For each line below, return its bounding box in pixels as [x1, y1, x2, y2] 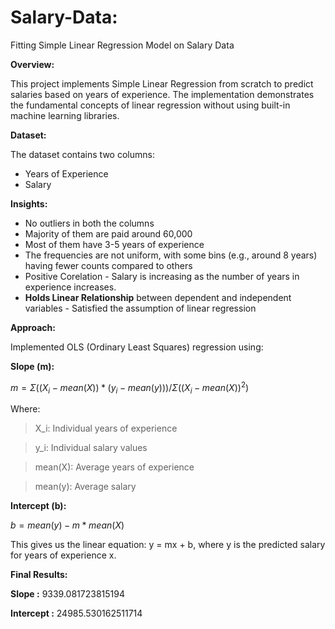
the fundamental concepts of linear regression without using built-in [10, 99, 291, 111]
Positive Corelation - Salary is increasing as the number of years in [24, 270, 300, 282]
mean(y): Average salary [34, 481, 137, 493]
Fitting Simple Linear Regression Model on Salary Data [10, 39, 235, 51]
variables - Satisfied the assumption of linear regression [24, 302, 257, 314]
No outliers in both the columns [24, 217, 155, 229]
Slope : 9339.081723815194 [10, 588, 125, 600]
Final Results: [10, 569, 68, 581]
